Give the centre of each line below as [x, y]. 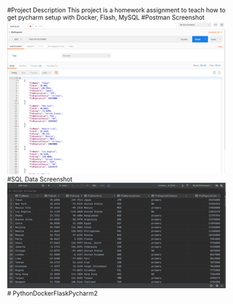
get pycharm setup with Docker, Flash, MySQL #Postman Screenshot [106, 17]
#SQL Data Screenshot [40, 179]
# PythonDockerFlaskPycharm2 [53, 293]
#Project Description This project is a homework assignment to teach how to [116, 10]
